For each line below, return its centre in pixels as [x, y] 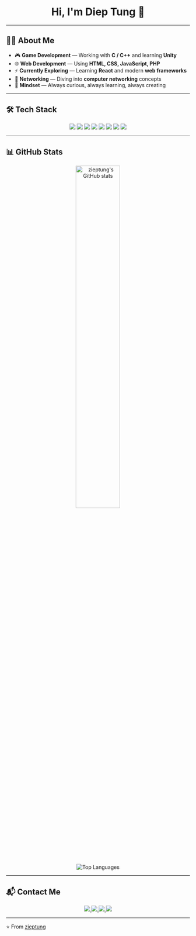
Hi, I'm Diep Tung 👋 [98, 12]
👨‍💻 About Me [30, 41]
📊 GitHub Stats [34, 152]
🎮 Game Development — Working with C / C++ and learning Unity [95, 55]
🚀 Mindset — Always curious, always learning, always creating [90, 85]
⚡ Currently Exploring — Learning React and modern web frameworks [101, 70]
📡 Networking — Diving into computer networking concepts [88, 79]
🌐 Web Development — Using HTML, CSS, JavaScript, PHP [87, 63]
